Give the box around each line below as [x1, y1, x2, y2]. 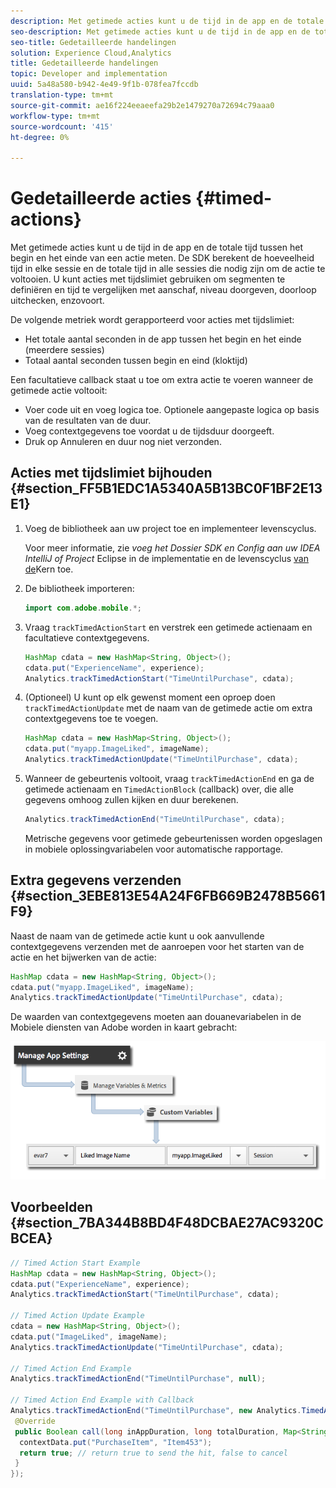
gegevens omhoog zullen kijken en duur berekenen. [24, 794, 239, 805]
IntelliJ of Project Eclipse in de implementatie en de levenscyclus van [24, 552, 309, 564]
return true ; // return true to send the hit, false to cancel [19, 1448, 288, 1458]
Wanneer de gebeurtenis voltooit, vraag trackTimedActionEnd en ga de [24, 773, 315, 784]
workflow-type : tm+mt [10, 111, 101, 121]
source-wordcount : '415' [10, 121, 114, 132]
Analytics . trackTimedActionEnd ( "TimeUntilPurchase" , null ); [10, 1374, 267, 1384]
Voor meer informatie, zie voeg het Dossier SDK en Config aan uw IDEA [24, 541, 321, 554]
